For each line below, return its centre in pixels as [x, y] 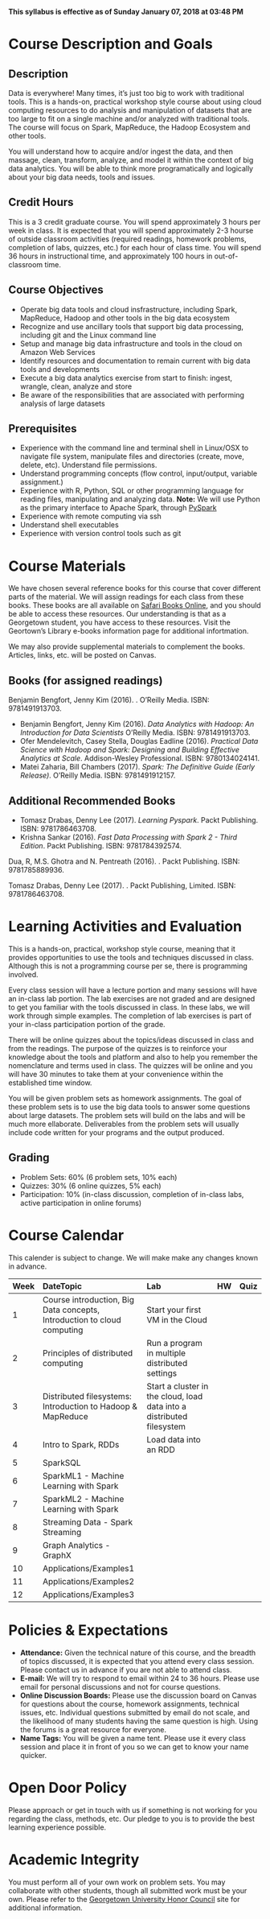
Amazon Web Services [57, 352]
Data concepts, [72, 1310]
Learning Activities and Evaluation [125, 927]
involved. [23, 974]
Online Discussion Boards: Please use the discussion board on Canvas [138, 1695]
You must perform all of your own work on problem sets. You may [117, 1882]
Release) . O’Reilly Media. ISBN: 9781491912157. [98, 775]
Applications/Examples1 [89, 1568]
